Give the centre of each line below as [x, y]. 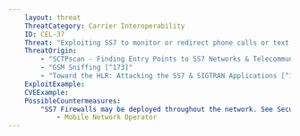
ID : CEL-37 [45, 34]
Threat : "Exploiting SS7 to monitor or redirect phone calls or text [157, 42]
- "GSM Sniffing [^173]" [87, 68]
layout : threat [53, 17]
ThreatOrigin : [51, 51]
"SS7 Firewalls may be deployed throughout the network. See [157, 109]
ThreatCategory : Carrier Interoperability [105, 26]
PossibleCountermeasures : [73, 101]
